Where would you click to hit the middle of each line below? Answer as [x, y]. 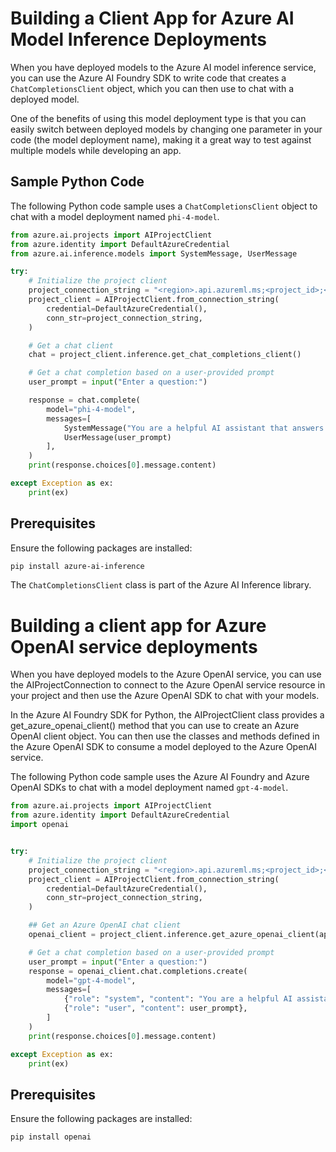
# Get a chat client [71, 345]
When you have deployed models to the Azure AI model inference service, [163, 67]
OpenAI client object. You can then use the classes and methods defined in [165, 736]
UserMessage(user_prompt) [117, 437]
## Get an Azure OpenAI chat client [105, 925]
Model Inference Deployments [138, 39]
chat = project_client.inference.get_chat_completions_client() [165, 355]
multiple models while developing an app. [96, 150]
